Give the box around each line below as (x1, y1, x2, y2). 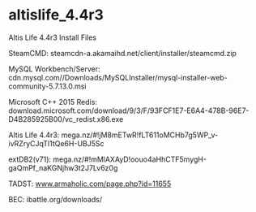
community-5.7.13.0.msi (8, 81, 87, 91)
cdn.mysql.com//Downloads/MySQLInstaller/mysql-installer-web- (8, 72, 228, 82)
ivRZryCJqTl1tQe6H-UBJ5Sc (8, 138, 105, 148)
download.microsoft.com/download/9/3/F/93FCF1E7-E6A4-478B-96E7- (8, 106, 250, 115)
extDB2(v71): (8, 154, 51, 164)
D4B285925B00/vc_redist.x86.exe (8, 114, 124, 123)
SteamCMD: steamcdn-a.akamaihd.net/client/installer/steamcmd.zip (8, 48, 237, 58)
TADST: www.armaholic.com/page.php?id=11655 (8, 179, 172, 188)
